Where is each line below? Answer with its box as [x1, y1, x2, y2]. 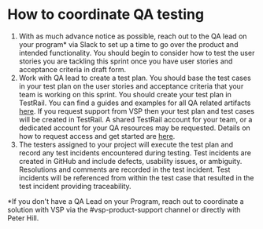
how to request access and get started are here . [18, 131, 176, 140]
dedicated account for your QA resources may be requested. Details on [18, 123, 251, 133]
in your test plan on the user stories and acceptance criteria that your [18, 81, 244, 91]
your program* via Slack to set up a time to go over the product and [18, 39, 239, 49]
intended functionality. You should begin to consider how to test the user [18, 48, 255, 57]
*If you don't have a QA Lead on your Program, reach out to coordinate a [7, 196, 245, 205]
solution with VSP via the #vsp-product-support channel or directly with [7, 205, 241, 214]
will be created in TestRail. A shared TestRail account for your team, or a [18, 114, 253, 124]
